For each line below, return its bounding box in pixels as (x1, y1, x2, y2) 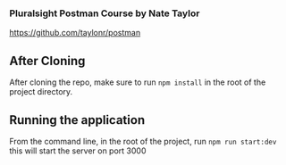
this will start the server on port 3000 (9, 145, 147, 156)
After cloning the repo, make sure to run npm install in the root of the (9, 77, 266, 87)
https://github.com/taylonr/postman (9, 28, 141, 38)
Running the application (9, 112, 146, 128)
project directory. (9, 87, 73, 97)
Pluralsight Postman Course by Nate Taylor (9, 7, 200, 20)
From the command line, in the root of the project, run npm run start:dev (9, 136, 277, 146)
